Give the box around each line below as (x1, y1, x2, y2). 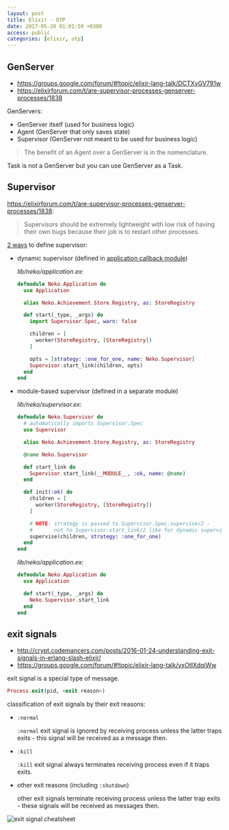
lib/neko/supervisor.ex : (16, 401, 82, 409)
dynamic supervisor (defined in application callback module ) (16, 254, 188, 262)
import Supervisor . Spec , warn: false (29, 318, 137, 325)
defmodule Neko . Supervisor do (16, 414, 104, 420)
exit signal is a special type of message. (7, 674, 120, 683)
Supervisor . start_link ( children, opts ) (29, 361, 144, 369)
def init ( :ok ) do (23, 488, 73, 496)
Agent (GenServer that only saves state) (16, 128, 131, 136)
